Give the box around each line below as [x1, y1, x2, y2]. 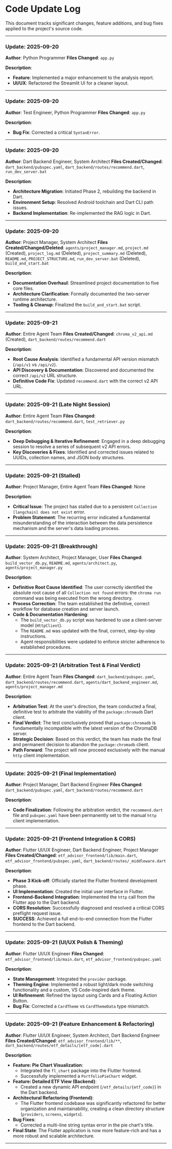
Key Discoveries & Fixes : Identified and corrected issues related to [12, 449, 155, 455]
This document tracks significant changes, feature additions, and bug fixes [5, 20, 163, 26]
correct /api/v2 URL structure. [12, 373, 78, 379]
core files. [12, 285, 34, 292]
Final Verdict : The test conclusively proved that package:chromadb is [12, 720, 156, 726]
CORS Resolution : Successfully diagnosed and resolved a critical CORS [12, 905, 165, 911]
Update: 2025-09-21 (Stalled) [5, 472, 81, 479]
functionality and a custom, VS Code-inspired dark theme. [12, 987, 136, 993]
